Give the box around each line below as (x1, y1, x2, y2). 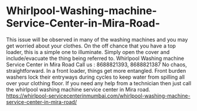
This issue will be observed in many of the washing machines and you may (6, 36, 188, 43)
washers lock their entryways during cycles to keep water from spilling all (6, 73, 185, 80)
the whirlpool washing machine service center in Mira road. (6, 86, 150, 93)
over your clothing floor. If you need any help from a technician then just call (6, 79, 192, 86)
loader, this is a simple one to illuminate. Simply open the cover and (6, 48, 170, 55)
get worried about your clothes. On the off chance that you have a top (6, 42, 176, 49)
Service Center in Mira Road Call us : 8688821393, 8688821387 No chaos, (6, 60, 188, 68)
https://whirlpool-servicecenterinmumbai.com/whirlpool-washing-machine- (6, 92, 191, 99)
